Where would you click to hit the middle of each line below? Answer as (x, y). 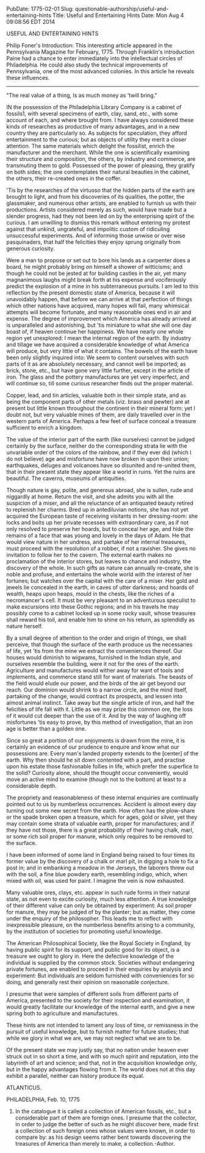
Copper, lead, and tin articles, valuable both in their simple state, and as (96, 395)
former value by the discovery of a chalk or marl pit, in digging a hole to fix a (102, 861)
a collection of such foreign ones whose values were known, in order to (105, 1131)
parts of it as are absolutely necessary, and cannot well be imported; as (96, 364)
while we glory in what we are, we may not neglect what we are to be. (94, 1038)
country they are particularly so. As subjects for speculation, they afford (97, 133)
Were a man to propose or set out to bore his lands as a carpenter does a (98, 260)
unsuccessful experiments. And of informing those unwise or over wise (96, 235)
